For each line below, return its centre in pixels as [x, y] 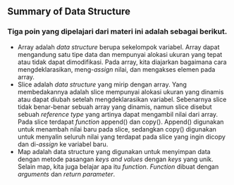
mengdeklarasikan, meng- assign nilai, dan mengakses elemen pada [116, 69]
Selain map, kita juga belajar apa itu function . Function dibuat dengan [118, 166]
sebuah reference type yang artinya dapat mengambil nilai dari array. [118, 114]
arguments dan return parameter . [66, 174]
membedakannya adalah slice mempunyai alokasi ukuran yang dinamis [121, 91]
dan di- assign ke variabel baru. [63, 144]
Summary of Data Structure [69, 12]
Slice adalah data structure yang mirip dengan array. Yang [102, 84]
